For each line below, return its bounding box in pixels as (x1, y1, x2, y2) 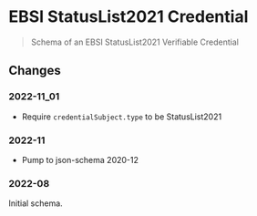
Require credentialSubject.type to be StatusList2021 (21, 111, 222, 122)
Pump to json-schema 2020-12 (21, 154, 139, 165)
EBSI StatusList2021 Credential (8, 6, 249, 27)
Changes (8, 63, 61, 78)
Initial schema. (8, 198, 63, 209)
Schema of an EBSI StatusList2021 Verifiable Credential (30, 36, 239, 47)
